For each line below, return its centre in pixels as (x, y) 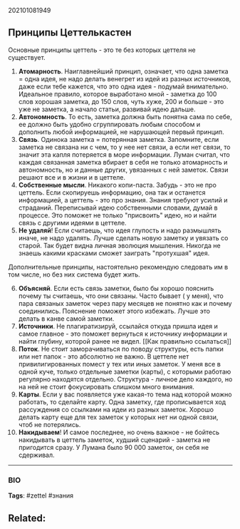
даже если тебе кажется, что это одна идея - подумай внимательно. (123, 86)
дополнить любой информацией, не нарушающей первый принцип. (121, 132)
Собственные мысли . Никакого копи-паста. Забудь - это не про (117, 185)
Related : (27, 518)
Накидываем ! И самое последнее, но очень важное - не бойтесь (119, 432)
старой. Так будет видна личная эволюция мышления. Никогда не (119, 245)
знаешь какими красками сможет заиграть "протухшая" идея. (114, 253)
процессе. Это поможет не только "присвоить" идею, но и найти (117, 215)
